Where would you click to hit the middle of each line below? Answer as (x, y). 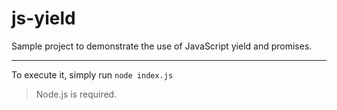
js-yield (43, 18)
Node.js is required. (76, 94)
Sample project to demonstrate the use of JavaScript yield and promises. (162, 46)
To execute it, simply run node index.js (92, 74)
